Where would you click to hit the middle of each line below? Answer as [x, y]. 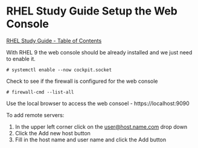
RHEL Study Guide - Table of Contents [54, 40]
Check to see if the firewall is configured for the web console [82, 81]
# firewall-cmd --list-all [40, 92]
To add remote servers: [35, 115]
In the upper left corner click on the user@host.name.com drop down [101, 127]
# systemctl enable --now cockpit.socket [59, 70]
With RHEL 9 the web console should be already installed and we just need [99, 52]
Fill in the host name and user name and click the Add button [91, 140]
